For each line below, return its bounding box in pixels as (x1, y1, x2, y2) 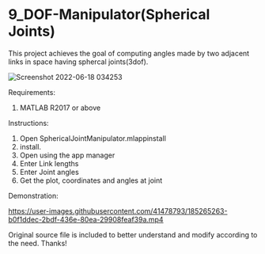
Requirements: (8, 87, 55, 97)
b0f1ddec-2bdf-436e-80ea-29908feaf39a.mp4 (8, 214, 164, 224)
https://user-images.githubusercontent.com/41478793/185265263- (8, 206, 228, 215)
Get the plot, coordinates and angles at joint (19, 176, 163, 185)
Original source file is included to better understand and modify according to (8, 229, 258, 239)
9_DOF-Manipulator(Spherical (8, 6, 210, 24)
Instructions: (8, 118, 49, 127)
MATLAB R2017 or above (19, 103, 101, 112)
